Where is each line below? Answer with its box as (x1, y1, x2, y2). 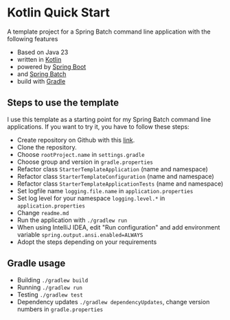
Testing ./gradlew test (16, 290, 84, 299)
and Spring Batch (16, 70, 67, 78)
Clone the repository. (16, 143, 77, 151)
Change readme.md (16, 208, 69, 217)
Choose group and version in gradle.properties (16, 158, 153, 166)
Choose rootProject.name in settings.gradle (16, 150, 146, 158)
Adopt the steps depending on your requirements (16, 238, 157, 246)
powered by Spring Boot (16, 62, 87, 71)
